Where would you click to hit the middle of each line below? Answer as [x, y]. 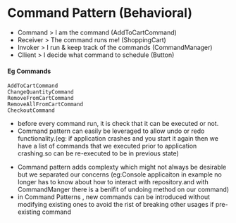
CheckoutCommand [31, 110]
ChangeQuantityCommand [41, 92]
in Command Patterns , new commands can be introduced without [113, 197]
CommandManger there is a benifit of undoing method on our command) [123, 190]
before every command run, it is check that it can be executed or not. [118, 124]
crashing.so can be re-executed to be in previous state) [98, 153]
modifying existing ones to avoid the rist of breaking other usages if [116, 205]
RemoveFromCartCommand [41, 98]
